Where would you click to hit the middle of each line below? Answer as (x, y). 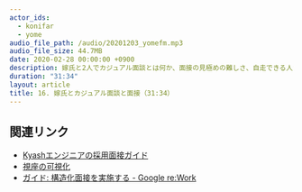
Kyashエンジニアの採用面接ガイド (85, 155)
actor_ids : (30, 18)
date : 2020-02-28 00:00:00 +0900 (72, 59)
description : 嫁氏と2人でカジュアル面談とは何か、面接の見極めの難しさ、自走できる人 (151, 69)
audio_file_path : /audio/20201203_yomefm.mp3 (96, 43)
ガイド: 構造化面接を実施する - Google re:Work (109, 178)
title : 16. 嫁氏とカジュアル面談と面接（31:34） (92, 93)
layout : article (40, 85)
